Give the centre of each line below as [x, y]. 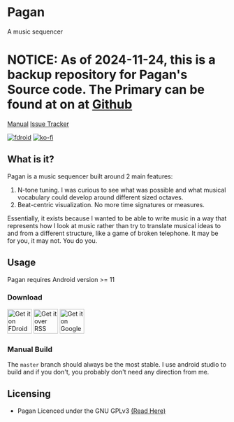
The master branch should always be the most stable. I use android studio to [117, 365]
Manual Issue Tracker [38, 124]
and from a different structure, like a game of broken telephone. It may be [113, 233]
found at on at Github [70, 105]
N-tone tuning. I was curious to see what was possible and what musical [122, 190]
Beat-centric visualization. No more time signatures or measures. [111, 204]
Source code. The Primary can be [106, 90]
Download [25, 297]
